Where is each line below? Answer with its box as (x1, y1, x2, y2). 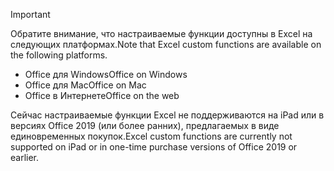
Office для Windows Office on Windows (24, 69, 188, 80)
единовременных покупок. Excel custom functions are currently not (10, 130, 293, 142)
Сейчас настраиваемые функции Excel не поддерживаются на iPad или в (10, 109, 325, 121)
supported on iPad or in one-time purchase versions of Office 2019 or (10, 141, 298, 153)
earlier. (10, 152, 40, 163)
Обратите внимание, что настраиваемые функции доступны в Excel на (10, 28, 313, 39)
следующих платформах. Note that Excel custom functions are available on (10, 39, 322, 50)
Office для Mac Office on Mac (24, 79, 147, 91)
